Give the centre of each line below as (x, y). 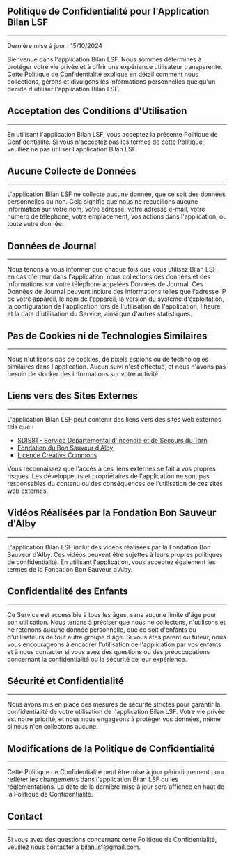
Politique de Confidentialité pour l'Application (108, 12)
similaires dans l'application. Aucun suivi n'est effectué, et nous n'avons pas (117, 367)
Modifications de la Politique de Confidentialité (111, 749)
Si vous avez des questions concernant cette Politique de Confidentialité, (112, 839)
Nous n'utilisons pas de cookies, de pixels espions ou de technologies (108, 360)
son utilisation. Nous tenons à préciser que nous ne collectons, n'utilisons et (117, 622)
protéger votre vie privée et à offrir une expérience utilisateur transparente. (115, 66)
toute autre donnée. (36, 224)
